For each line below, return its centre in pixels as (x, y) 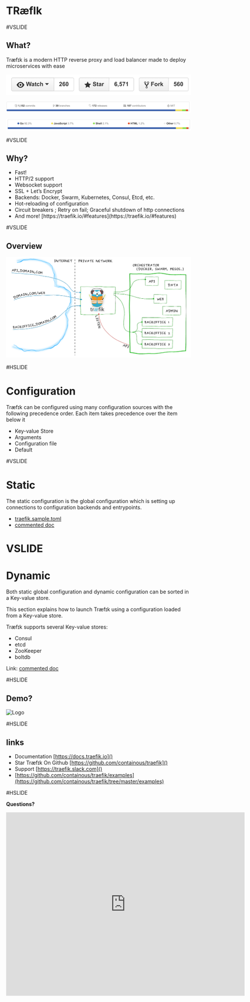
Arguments (28, 437)
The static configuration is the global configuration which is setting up (91, 501)
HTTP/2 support (34, 179)
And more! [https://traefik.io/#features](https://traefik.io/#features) (96, 216)
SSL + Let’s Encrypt (38, 191)
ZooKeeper (28, 651)
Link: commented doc (32, 669)
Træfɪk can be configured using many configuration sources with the (89, 407)
